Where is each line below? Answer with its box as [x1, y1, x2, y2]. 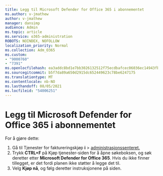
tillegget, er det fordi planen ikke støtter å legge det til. [12, 160, 121, 166]
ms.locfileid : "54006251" [5, 88, 57, 93]
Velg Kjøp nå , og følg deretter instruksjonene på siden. [12, 165, 122, 171]
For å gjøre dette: [5, 135, 40, 141]
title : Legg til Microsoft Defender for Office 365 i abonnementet [5, 7, 145, 12]
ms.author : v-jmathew [5, 12, 49, 16]
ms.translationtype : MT [5, 75, 53, 80]
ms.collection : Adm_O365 [5, 48, 55, 52]
